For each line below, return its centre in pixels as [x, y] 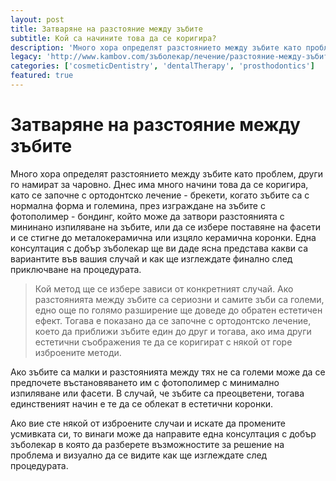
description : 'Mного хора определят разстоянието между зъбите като [156, 47]
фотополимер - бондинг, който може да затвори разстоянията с [147, 216]
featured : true [42, 76]
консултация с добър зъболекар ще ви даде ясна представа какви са [159, 248]
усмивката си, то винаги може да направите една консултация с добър [163, 433]
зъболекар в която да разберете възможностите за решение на [147, 444]
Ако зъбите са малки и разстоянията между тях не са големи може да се [168, 372]
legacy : [26, 57]
